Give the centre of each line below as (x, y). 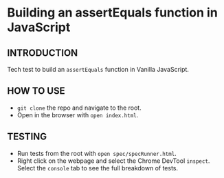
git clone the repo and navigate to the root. (79, 108)
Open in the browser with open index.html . (78, 115)
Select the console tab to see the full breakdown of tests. (98, 168)
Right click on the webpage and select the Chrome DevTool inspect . (113, 161)
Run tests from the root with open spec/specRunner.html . (97, 153)
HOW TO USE (36, 91)
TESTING (27, 137)
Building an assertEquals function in (112, 13)
